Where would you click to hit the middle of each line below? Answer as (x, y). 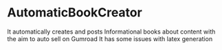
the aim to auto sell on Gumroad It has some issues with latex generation (110, 38)
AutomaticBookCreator (75, 13)
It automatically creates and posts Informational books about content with (111, 32)
